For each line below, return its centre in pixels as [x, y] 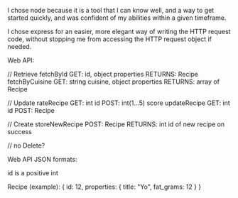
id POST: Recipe [31, 110]
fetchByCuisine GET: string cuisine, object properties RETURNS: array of [114, 82]
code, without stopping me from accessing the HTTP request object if [109, 39]
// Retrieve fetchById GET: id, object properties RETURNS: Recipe [103, 74]
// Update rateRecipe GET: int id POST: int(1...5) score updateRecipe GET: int [119, 103]
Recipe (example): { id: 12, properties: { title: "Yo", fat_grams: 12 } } [104, 187]
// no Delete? [26, 145]
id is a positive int [33, 173]
